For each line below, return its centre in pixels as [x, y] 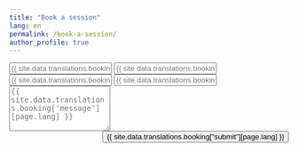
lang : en [25, 26]
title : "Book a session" [55, 17]
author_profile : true [49, 42]
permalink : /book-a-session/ [63, 34]
